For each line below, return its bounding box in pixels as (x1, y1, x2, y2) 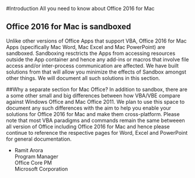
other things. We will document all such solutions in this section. (6, 74, 161, 81)
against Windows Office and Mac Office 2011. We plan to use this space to (6, 98, 185, 105)
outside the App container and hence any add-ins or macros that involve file (6, 55, 189, 63)
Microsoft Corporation (14, 165, 68, 172)
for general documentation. (6, 135, 72, 142)
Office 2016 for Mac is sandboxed (6, 22, 131, 32)
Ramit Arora (14, 146, 43, 153)
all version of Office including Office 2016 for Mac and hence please (6, 123, 170, 130)
